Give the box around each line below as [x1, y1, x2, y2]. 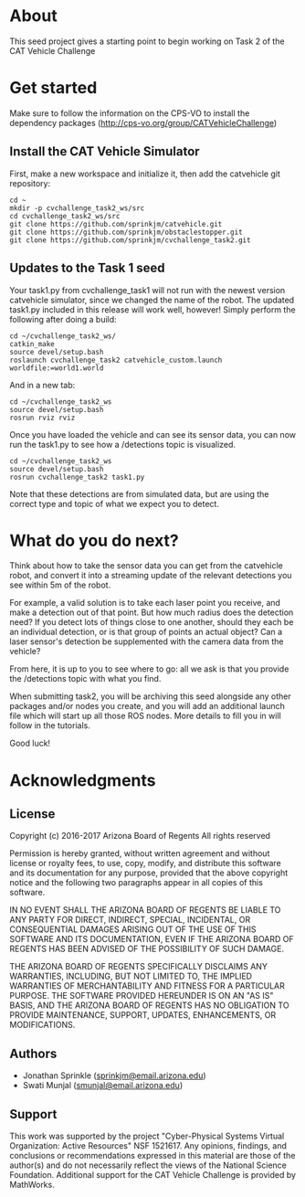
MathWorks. [9, 1180, 55, 1191]
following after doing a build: [9, 313, 117, 324]
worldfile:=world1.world [9, 363, 104, 373]
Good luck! [9, 737, 51, 749]
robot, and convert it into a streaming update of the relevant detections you [9, 570, 292, 581]
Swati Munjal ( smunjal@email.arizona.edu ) [22, 1080, 184, 1091]
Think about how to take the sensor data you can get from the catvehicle [9, 560, 283, 571]
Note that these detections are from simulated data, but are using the [9, 488, 269, 499]
